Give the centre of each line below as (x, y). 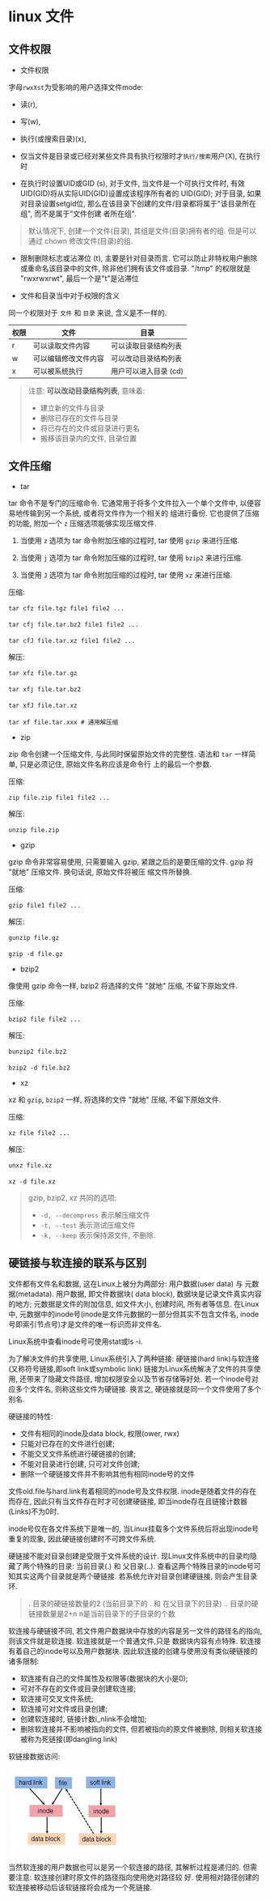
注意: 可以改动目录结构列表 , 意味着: (86, 390)
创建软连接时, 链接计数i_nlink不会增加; (83, 1719)
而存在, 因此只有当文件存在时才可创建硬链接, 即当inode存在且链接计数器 (128, 1502)
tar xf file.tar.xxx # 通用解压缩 (63, 722)
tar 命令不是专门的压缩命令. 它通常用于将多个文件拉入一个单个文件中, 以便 (131, 503)
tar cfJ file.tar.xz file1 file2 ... (72, 640)
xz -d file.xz (32, 1182)
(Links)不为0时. (34, 1511)
